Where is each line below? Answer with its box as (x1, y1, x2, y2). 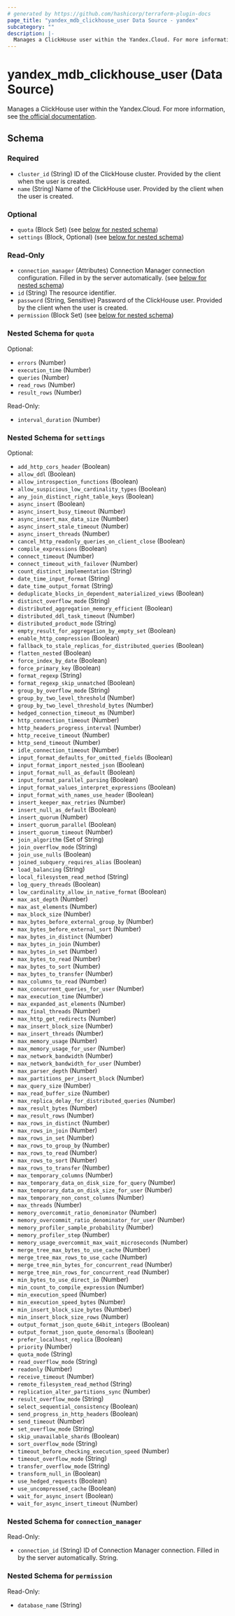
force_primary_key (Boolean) (17, 663, 101, 672)
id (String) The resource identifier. (17, 289, 117, 297)
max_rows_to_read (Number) (17, 1148, 98, 1157)
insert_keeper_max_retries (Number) (17, 797, 126, 806)
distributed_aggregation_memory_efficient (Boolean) (17, 604, 173, 612)
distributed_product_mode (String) (17, 618, 117, 627)
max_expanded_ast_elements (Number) (17, 999, 126, 1007)
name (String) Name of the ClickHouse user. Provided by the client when (17, 184, 224, 193)
